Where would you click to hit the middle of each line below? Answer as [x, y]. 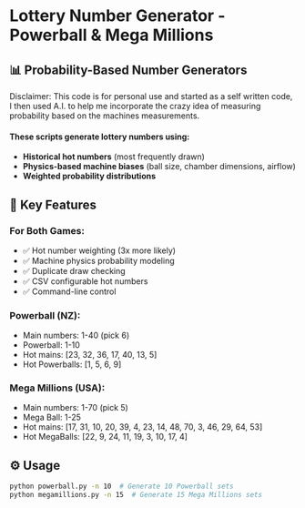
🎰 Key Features [53, 204]
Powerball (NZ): [45, 315]
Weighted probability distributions [89, 176]
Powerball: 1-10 [51, 345]
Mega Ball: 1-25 [52, 417]
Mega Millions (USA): [57, 388]
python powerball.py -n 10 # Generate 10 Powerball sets [122, 487]
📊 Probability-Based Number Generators [128, 70]
